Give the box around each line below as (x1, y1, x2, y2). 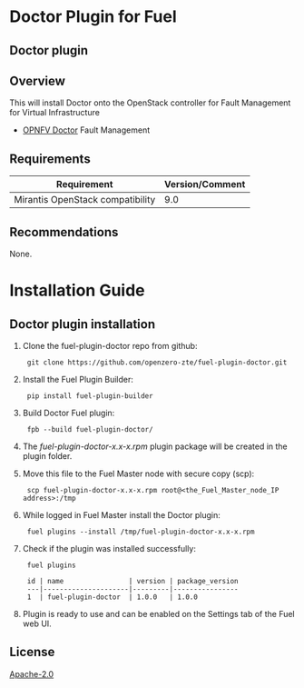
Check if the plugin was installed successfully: (22, 543, 197, 554)
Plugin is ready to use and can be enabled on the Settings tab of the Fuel (22, 609, 295, 620)
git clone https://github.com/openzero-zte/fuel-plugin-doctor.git (26, 358, 288, 367)
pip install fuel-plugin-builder (26, 392, 153, 401)
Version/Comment (164, 178, 246, 191)
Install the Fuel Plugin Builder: (22, 374, 134, 385)
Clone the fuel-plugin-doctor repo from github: (22, 341, 198, 352)
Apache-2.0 (9, 668, 54, 679)
